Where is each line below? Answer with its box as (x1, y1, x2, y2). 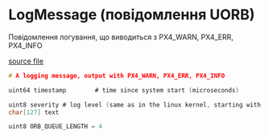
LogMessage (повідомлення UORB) (8, 6, 255, 24)
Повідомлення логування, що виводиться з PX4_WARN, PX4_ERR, (8, 32, 234, 42)
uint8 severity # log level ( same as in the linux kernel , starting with (8, 100, 262, 109)
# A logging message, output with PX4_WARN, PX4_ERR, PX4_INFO (8, 71, 226, 79)
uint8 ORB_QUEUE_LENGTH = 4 (8, 123, 103, 131)
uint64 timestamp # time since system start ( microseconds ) (8, 86, 240, 94)
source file (8, 56, 44, 66)
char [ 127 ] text (8, 108, 60, 116)
